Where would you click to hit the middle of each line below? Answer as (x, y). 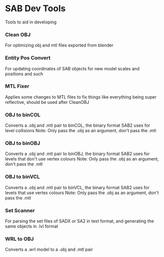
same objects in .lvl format (32, 226)
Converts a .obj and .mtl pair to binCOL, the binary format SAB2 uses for (78, 125)
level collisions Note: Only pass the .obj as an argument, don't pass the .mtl (81, 131)
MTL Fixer (17, 86)
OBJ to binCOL (23, 115)
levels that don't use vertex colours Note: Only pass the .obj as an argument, (82, 159)
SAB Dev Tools (35, 9)
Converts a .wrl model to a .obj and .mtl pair (49, 250)
